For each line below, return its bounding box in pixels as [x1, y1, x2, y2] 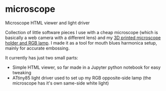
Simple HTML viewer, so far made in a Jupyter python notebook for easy [12, 64, 161, 70]
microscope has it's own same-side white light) [12, 80, 109, 86]
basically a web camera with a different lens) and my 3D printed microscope [5, 35, 161, 41]
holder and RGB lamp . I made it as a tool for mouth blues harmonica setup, [5, 40, 157, 45]
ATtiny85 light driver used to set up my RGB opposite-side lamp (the [12, 75, 151, 81]
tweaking [12, 69, 31, 75]
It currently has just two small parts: [5, 54, 78, 60]
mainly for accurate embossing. [5, 45, 70, 51]
